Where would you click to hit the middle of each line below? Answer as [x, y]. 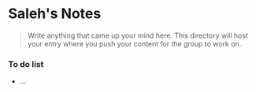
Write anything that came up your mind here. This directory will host [137, 35]
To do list [26, 64]
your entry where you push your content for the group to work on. [134, 43]
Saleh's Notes [55, 14]
